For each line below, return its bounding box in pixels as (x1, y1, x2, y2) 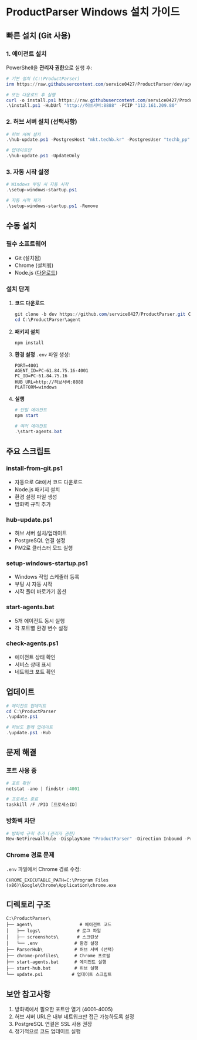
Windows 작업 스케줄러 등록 (14, 573, 80, 580)
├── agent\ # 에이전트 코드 (6, 922, 112, 928)
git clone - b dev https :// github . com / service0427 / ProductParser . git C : (14, 311, 193, 317)
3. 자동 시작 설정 (6, 168, 50, 176)
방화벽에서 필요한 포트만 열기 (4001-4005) (14, 1006, 113, 1013)
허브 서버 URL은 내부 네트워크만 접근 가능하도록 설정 (14, 1013, 135, 1020)
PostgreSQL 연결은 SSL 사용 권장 (14, 1021, 93, 1028)
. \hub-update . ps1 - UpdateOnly (6, 153, 80, 159)
